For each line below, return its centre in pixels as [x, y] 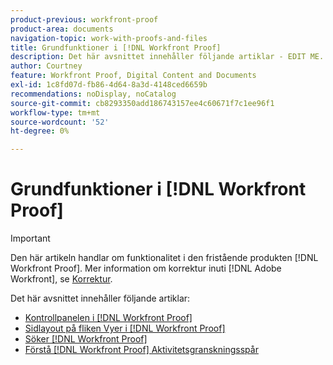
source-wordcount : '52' [60, 122]
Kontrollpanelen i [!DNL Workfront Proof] [108, 318]
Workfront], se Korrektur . [61, 279]
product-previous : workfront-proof [84, 19]
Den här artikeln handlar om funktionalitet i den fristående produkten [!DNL [164, 258]
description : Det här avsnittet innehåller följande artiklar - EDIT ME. [167, 57]
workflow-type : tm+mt [55, 112]
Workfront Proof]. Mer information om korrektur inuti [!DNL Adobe [146, 268]
